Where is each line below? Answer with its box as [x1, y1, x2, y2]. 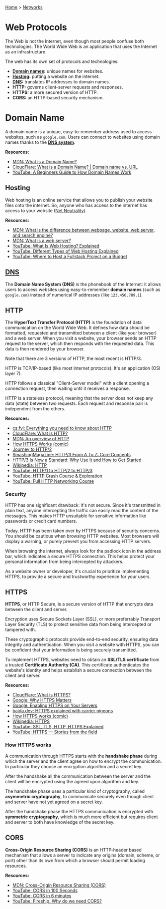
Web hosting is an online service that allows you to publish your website [5, 197, 153, 203]
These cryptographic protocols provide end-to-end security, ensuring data [5, 636, 159, 642]
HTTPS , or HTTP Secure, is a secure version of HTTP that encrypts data [5, 601, 153, 607]
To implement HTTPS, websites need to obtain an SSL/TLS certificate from [5, 656, 160, 663]
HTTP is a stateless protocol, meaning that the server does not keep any [5, 395, 153, 401]
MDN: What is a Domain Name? [12, 158, 77, 164]
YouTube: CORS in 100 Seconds [12, 887, 78, 893]
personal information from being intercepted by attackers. [5, 559, 124, 565]
